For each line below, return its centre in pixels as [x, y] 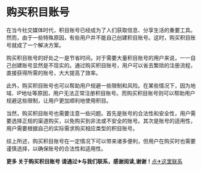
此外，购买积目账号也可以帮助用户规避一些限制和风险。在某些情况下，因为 [98, 85]
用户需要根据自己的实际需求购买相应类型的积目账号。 [72, 128]
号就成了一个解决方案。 [35, 45]
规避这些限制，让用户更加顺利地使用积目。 [59, 100]
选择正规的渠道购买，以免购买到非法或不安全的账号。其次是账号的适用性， [103, 121]
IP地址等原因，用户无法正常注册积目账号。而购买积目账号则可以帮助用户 [106, 93]
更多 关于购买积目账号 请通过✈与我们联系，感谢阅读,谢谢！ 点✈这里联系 [94, 161]
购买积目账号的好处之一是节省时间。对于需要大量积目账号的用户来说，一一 [98, 58]
